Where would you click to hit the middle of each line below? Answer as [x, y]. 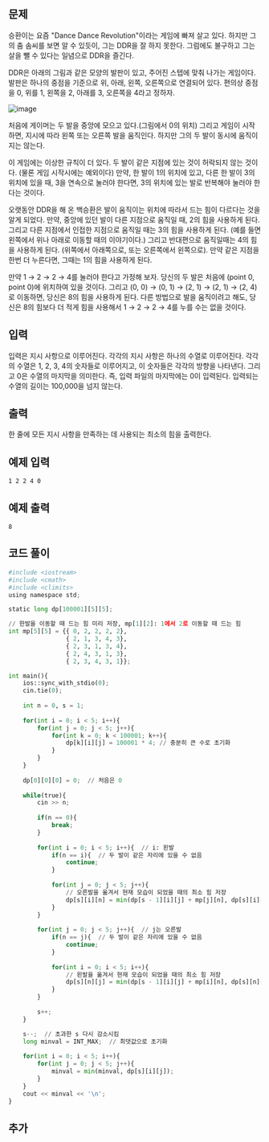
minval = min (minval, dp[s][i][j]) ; [112, 1071]
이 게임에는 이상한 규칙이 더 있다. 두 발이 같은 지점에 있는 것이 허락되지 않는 [126, 162]
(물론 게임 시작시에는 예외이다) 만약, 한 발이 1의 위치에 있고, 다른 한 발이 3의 [137, 172]
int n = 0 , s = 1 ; [53, 706]
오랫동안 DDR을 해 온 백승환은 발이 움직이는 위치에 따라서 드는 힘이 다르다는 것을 [134, 209]
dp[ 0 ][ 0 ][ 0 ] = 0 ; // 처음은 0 [73, 780]
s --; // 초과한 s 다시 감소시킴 [71, 1034]
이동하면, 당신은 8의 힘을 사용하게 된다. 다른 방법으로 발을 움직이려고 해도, [132, 297]
